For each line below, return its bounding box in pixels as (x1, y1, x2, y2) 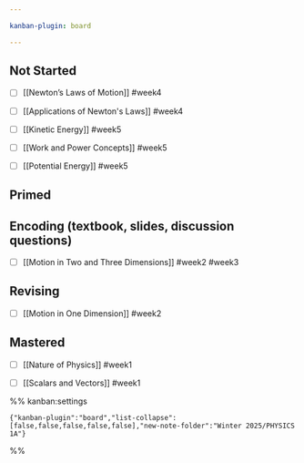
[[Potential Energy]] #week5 (22, 160, 129, 171)
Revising (9, 283, 60, 299)
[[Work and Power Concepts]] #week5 (22, 142, 167, 153)
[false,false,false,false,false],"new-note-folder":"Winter (9, 421, 243, 430)
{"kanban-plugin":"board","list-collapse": (9, 413, 177, 422)
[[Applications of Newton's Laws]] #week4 (22, 106, 184, 117)
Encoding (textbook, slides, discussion (9, 218, 235, 233)
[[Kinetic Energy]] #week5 (22, 124, 122, 135)
